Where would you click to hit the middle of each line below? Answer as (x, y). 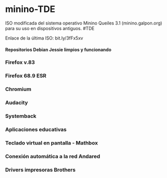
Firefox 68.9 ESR (26, 76)
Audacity (17, 102)
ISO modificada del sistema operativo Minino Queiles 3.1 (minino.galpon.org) (84, 23)
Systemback (21, 116)
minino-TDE (30, 9)
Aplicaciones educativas (36, 129)
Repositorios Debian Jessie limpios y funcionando (58, 49)
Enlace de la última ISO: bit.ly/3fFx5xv (44, 38)
